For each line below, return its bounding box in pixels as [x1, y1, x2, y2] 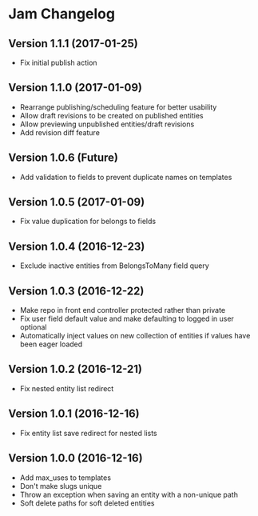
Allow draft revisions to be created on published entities [19, 110, 204, 120]
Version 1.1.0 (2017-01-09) [8, 81, 142, 94]
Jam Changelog [8, 5, 116, 23]
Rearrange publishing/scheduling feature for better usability [19, 102, 217, 112]
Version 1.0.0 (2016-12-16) [8, 451, 143, 465]
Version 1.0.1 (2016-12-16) [8, 407, 140, 421]
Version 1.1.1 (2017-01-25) [8, 37, 138, 50]
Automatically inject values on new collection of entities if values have [19, 331, 251, 341]
